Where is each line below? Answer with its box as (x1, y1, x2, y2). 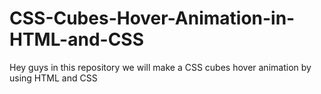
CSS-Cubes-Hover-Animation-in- (9, 7, 296, 30)
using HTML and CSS (9, 72, 98, 84)
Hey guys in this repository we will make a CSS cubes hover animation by (9, 61, 312, 73)
